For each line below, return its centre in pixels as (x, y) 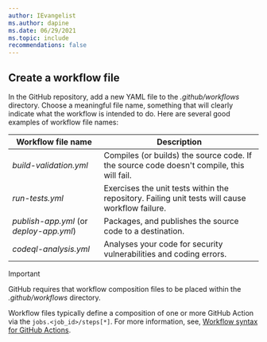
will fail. (118, 175)
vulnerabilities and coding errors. (165, 254)
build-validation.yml (50, 165)
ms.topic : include (39, 38)
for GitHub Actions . (40, 330)
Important (24, 273)
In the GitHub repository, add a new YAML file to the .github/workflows (124, 96)
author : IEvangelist (43, 16)
